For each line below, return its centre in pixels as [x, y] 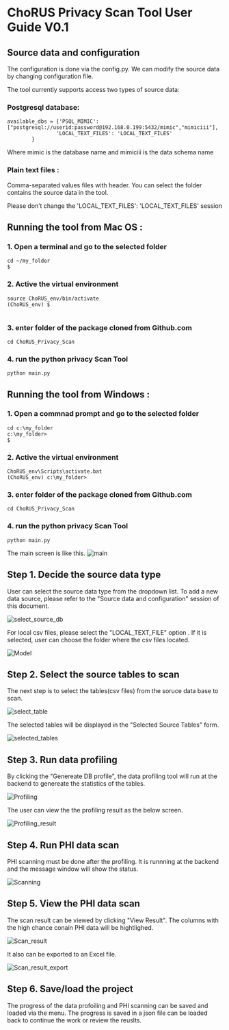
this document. [28, 606]
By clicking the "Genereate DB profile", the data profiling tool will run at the [112, 776]
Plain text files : [33, 170]
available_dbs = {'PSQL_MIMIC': [53, 121]
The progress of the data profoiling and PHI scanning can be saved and [108, 1005]
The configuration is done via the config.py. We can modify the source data [113, 69]
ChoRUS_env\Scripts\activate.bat [55, 471]
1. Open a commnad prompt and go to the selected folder [103, 414]
